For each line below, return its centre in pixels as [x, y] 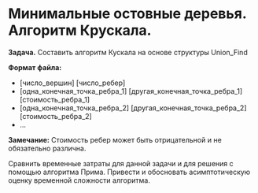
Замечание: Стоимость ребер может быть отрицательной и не [115, 139]
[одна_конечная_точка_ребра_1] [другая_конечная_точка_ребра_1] [131, 91]
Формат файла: [35, 67]
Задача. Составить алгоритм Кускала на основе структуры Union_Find [128, 52]
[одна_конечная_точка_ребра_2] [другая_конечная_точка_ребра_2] [133, 108]
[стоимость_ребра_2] [55, 116]
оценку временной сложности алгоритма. [79, 180]
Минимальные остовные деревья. [127, 14]
